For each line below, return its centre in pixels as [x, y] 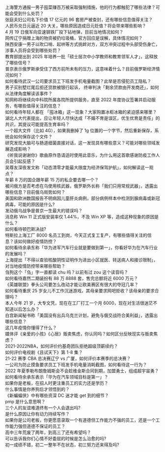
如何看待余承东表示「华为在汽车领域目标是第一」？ [57, 377]
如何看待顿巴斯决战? [26, 229]
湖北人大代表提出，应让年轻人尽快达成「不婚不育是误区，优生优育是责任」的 [82, 118]
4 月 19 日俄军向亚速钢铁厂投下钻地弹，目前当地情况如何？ [64, 32]
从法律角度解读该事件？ [29, 93]
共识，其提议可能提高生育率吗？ [37, 124]
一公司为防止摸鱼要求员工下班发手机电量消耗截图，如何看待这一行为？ [76, 365]
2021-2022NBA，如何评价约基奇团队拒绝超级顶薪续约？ [62, 346]
